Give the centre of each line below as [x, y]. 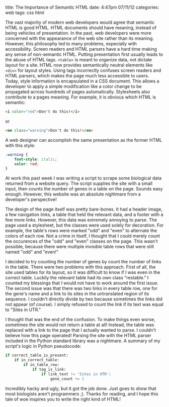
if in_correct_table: [37, 360]
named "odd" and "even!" [32, 252]
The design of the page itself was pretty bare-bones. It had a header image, [84, 209]
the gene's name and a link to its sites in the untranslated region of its [77, 294]
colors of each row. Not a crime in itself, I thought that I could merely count [82, 236]
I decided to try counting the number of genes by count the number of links [83, 262]
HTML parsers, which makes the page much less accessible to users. [77, 76]
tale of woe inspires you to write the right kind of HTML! [63, 399]
